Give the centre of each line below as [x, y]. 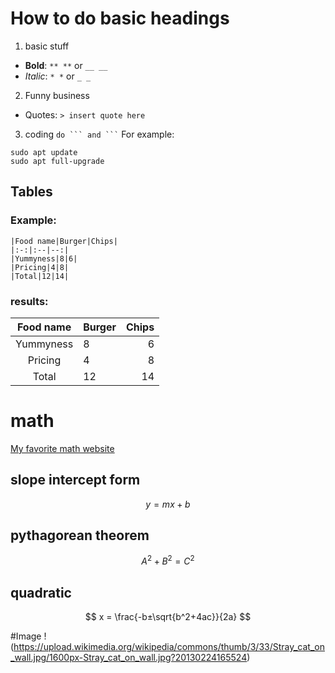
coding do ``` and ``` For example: [99, 134]
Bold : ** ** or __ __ [66, 65]
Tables [31, 192]
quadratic [41, 592]
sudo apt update [44, 152]
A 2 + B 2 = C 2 [168, 560]
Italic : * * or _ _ [58, 76]
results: [29, 301]
